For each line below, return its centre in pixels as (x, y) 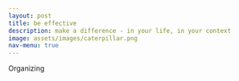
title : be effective (43, 23)
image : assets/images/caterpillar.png (73, 38)
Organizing (26, 68)
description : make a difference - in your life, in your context (119, 30)
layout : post (30, 16)
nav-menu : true (34, 46)
